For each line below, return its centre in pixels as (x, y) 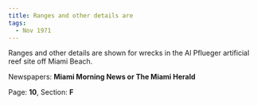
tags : (17, 23)
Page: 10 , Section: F (41, 92)
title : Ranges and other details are (71, 16)
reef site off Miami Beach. (51, 61)
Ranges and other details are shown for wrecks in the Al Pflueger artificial (129, 53)
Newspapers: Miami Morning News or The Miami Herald (102, 77)
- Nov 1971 (33, 30)
